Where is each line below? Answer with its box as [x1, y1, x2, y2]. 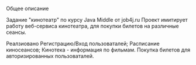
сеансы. [6, 29, 26, 36]
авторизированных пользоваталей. [6, 53, 95, 59]
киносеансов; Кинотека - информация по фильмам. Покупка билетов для [6, 46, 191, 53]
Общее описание [6, 5, 49, 12]
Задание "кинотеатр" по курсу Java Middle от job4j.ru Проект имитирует [6, 16, 188, 23]
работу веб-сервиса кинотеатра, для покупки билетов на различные [6, 23, 180, 29]
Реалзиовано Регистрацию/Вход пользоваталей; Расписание [6, 40, 160, 47]
